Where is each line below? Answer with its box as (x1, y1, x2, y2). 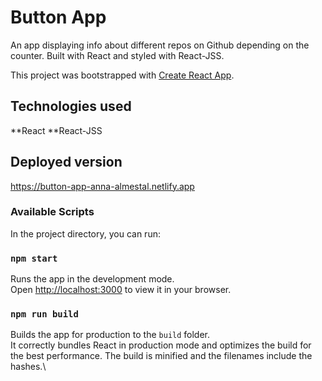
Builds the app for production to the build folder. (10, 329, 211, 341)
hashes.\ (10, 361, 47, 373)
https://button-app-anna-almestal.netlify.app (10, 180, 195, 192)
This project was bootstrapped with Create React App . (10, 69, 235, 81)
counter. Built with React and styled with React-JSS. (10, 49, 225, 61)
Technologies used (10, 98, 132, 115)
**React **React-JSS (10, 124, 103, 136)
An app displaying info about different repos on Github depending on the (10, 39, 310, 51)
